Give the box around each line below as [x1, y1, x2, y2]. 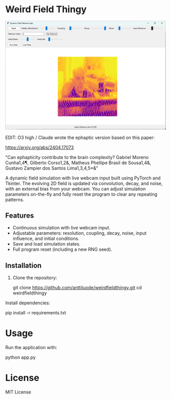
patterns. [5, 196, 24, 202]
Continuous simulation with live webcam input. [12, 225, 110, 231]
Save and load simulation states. [12, 241, 81, 247]
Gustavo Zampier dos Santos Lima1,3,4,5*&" [5, 165, 98, 171]
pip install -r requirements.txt [5, 310, 66, 316]
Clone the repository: [12, 275, 58, 281]
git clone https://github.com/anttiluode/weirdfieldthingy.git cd [12, 284, 142, 291]
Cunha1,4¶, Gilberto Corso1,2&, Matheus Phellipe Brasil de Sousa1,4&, [5, 159, 152, 166]
